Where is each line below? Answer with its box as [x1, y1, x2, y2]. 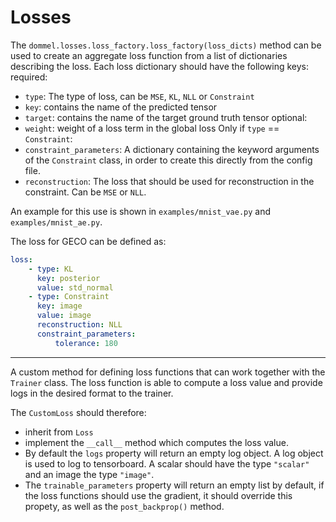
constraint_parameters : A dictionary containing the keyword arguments [24, 143, 320, 155]
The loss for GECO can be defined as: [10, 235, 167, 247]
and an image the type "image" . [24, 468, 155, 480]
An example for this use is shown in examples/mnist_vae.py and [10, 205, 272, 217]
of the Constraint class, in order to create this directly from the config [24, 154, 313, 166]
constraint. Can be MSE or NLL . [24, 186, 147, 198]
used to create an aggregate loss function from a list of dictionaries [10, 49, 288, 61]
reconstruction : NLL [36, 320, 123, 330]
